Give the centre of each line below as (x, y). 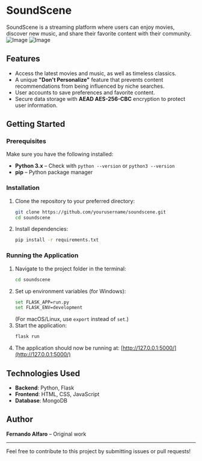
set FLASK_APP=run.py (42, 302)
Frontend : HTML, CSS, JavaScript (57, 394)
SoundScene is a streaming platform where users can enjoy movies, (90, 27)
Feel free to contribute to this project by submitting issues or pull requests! (99, 451)
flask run (27, 337)
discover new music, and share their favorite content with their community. (99, 33)
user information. (36, 105)
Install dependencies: (41, 229)
